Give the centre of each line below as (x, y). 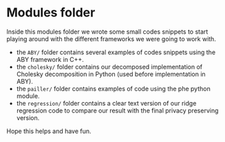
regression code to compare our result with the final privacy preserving (117, 110)
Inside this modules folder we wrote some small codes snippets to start (107, 32)
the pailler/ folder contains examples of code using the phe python (113, 88)
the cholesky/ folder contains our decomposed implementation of (109, 67)
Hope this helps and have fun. (49, 131)
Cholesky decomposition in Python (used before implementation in (111, 74)
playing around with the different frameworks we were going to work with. (111, 38)
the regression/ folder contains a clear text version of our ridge (106, 103)
